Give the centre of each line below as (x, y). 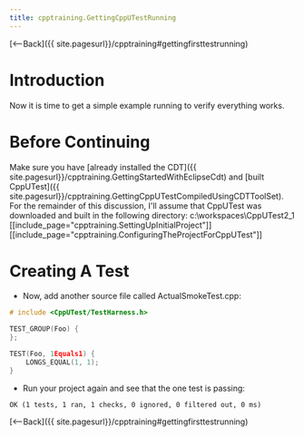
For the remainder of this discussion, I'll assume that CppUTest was (136, 206)
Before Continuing (80, 142)
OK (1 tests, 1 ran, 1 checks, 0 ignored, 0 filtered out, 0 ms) (135, 404)
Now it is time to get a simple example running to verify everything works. (147, 105)
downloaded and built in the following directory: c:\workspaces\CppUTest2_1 (152, 215)
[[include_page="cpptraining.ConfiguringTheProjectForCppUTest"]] (136, 234)
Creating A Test (69, 271)
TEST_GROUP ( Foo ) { (44, 329)
